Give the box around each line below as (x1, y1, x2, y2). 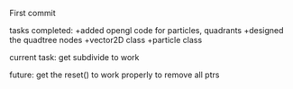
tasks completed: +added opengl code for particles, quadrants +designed (9, 25, 284, 35)
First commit (9, 8, 56, 18)
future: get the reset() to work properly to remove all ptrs (9, 69, 220, 80)
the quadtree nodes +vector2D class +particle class (9, 35, 203, 45)
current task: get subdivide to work (9, 52, 140, 62)
